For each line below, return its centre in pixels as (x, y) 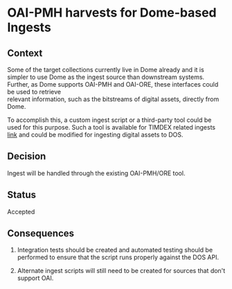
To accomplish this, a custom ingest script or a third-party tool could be (109, 120)
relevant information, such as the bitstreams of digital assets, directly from (113, 99)
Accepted (21, 211)
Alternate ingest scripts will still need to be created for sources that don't (121, 271)
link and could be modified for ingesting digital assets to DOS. (95, 134)
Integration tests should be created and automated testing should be (115, 250)
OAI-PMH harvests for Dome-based (112, 13)
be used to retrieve (34, 92)
